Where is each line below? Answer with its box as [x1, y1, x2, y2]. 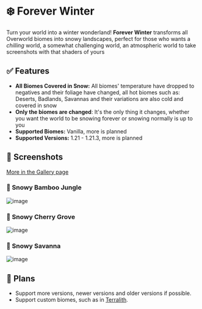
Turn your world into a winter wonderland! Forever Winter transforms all [6, 28, 188, 36]
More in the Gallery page [6, 168, 69, 176]
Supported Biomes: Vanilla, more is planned [15, 127, 127, 135]
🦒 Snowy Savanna [6, 242, 61, 250]
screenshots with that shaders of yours [6, 48, 105, 55]
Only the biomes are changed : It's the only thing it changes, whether [15, 108, 190, 116]
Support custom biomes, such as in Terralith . [15, 296, 128, 303]
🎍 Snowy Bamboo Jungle [6, 184, 82, 192]
